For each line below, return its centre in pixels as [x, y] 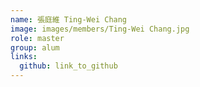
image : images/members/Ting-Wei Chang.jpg [100, 29]
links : [24, 57]
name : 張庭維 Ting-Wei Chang [69, 19]
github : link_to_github [68, 66]
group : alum [35, 47]
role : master [37, 38]
